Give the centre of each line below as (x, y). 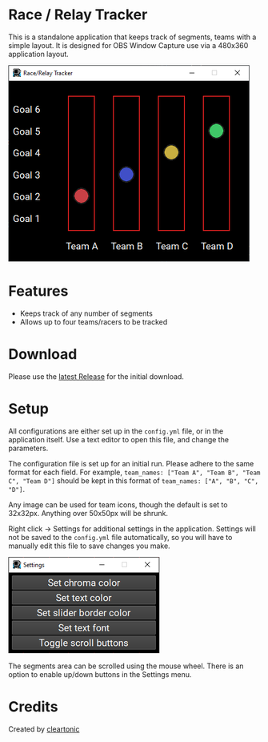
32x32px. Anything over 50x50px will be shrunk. (88, 513)
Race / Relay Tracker (78, 15)
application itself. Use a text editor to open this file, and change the (119, 439)
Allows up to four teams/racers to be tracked (94, 321)
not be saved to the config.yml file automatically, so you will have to (120, 537)
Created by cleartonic (44, 729)
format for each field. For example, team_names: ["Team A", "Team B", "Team (134, 472)
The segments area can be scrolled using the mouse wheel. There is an (126, 666)
